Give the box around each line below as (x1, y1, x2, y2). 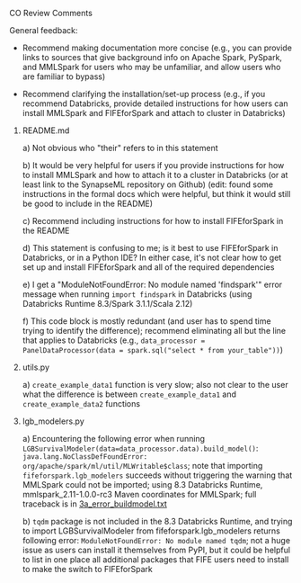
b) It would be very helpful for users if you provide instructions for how (22, 160, 285, 170)
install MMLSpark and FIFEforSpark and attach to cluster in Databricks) (22, 108, 286, 118)
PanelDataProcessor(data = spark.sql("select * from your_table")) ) (22, 345, 284, 354)
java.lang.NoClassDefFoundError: (22, 453, 148, 462)
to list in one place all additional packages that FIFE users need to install (22, 554, 289, 565)
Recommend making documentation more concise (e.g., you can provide (22, 42, 292, 53)
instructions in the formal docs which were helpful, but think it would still (22, 189, 291, 199)
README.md (22, 125, 70, 136)
